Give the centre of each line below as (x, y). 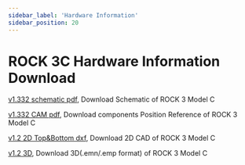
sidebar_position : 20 (44, 23)
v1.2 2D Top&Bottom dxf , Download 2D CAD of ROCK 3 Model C (112, 138)
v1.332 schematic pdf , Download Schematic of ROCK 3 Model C (112, 99)
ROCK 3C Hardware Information (114, 61)
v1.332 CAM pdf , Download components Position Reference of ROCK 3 (123, 115)
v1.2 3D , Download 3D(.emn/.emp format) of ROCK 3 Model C (108, 153)
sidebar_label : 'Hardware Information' (73, 15)
